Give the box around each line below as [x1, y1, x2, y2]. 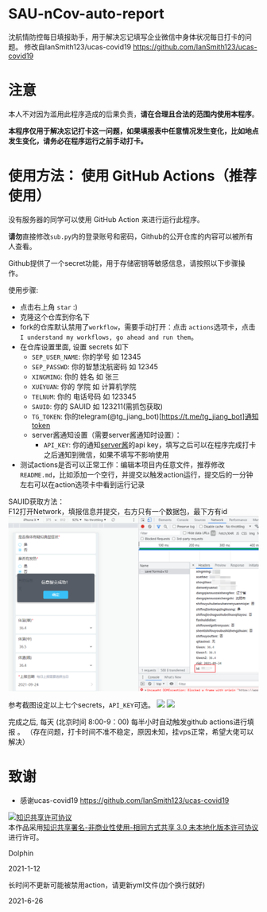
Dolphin [8, 848, 34, 858]
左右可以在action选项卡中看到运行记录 [19, 479, 145, 489]
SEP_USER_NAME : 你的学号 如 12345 [31, 352, 141, 361]
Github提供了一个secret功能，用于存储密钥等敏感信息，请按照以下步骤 [8, 258, 238, 267]
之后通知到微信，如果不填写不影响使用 [43, 450, 169, 459]
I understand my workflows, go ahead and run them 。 [19, 332, 199, 341]
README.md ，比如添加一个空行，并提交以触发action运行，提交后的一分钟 [19, 470, 253, 479]
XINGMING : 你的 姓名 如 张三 [31, 372, 119, 381]
